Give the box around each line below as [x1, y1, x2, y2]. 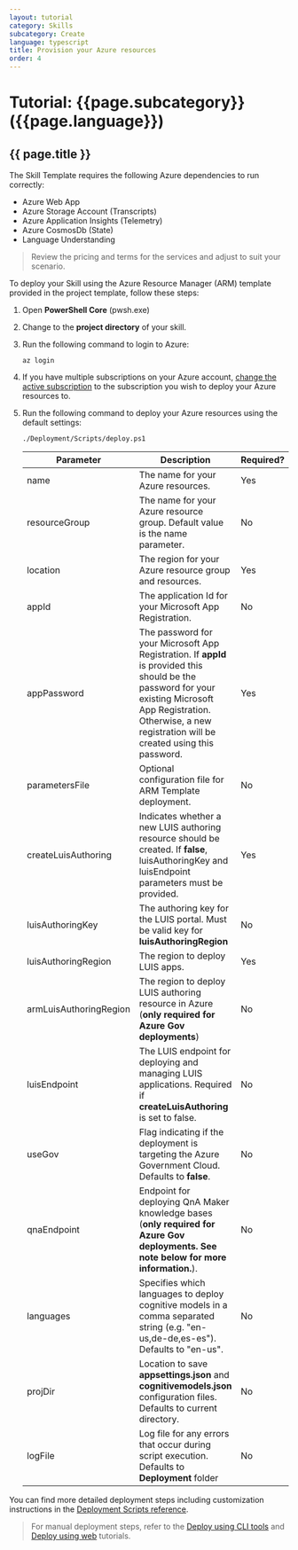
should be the [138, 670, 197, 683]
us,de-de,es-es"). [138, 1332, 217, 1344]
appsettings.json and [138, 1369, 230, 1381]
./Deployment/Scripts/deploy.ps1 [21, 434, 146, 443]
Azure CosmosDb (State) [21, 225, 114, 235]
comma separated [138, 1310, 216, 1322]
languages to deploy [138, 1288, 224, 1300]
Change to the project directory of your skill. [21, 322, 187, 333]
